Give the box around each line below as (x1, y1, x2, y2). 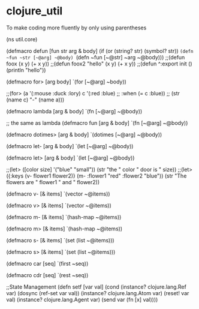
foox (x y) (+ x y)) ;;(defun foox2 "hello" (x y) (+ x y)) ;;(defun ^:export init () (6, 60, 193, 67)
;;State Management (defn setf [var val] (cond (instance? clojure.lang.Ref (6, 283, 187, 290)
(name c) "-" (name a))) (6, 96, 65, 103)
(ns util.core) (6, 35, 38, 43)
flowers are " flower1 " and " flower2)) (6, 178, 100, 185)
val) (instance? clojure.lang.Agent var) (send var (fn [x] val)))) (6, 296, 158, 303)
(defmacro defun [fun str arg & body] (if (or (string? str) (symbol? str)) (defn (6, 47, 194, 55)
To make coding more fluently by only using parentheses (6, 24, 147, 31)
